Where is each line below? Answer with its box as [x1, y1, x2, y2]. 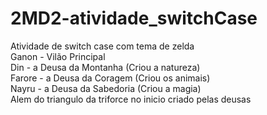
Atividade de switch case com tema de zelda [10, 40, 195, 52]
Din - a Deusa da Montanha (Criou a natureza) [10, 61, 201, 73]
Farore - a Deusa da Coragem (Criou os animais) [10, 72, 211, 84]
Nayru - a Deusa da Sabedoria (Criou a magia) [10, 82, 202, 94]
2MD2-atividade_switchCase [10, 7, 258, 30]
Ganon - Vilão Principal [10, 50, 106, 62]
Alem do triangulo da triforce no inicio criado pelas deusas [10, 93, 252, 105]
